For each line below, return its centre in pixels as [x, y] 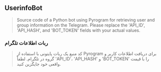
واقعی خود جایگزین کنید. [39, 64]
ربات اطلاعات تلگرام [26, 43]
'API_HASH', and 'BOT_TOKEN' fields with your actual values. [79, 30]
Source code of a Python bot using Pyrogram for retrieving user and [86, 20]
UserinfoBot [24, 8]
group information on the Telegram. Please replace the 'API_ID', [81, 25]
